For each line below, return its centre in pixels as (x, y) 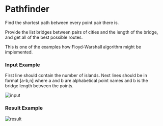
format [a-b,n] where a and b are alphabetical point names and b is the (77, 81)
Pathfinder (27, 9)
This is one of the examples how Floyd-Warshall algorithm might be (73, 47)
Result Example (24, 108)
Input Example (23, 65)
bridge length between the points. (39, 86)
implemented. (19, 52)
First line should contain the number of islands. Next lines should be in (76, 76)
